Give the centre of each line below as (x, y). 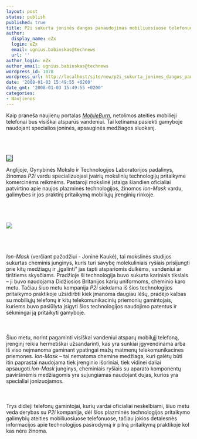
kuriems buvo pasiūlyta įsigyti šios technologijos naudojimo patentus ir (91, 306)
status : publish (26, 17)
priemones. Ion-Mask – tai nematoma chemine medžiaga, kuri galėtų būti (94, 356)
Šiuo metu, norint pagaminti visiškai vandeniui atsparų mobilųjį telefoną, (93, 337)
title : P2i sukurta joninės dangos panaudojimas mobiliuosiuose (86, 28)
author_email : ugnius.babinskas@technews (57, 66)
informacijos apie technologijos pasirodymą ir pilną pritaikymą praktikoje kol (98, 424)
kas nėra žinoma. (27, 431)
